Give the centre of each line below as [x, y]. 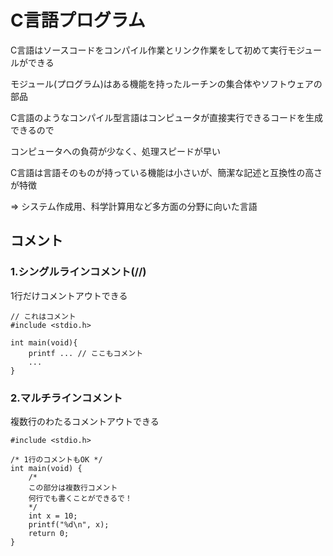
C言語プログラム [78, 20]
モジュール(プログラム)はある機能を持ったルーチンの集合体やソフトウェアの [166, 83]
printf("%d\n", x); [69, 524]
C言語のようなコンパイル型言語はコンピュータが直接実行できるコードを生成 [166, 117]
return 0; [49, 533]
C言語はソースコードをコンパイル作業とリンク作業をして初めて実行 [149, 50]
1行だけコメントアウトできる [69, 295]
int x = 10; [53, 516]
